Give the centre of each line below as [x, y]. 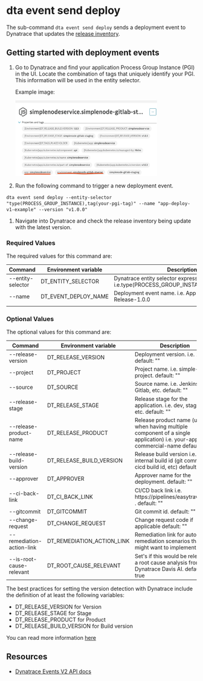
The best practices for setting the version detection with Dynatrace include [100, 589]
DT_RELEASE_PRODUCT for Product [60, 620]
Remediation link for [159, 535]
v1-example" [21, 209]
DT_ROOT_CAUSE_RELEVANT [84, 565]
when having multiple [162, 426]
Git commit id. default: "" [166, 511]
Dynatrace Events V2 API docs [53, 671]
